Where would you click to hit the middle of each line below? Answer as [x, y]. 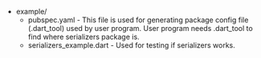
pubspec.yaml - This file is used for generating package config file [138, 20]
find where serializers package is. [84, 37]
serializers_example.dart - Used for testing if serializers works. [131, 45]
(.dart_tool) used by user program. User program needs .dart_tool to [140, 28]
